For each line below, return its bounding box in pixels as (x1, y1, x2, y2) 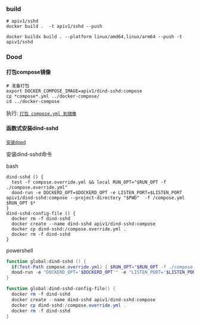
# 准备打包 (6, 83, 30, 89)
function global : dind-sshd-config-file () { (6, 286, 116, 292)
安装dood (6, 139, 26, 145)
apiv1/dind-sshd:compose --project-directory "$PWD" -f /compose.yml (6, 195, 185, 201)
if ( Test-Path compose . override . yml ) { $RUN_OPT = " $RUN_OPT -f (11, 264, 167, 270)
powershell (6, 246, 33, 254)
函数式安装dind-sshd (6, 124, 58, 132)
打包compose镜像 (6, 68, 51, 76)
